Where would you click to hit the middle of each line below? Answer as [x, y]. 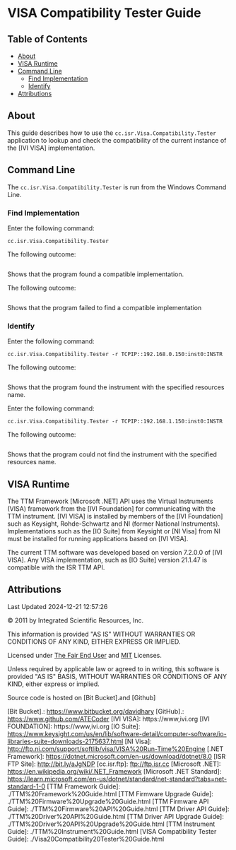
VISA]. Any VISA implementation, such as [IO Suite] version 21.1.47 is [107, 560]
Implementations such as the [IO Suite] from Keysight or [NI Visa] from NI [114, 531]
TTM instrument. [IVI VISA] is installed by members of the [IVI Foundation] [115, 517]
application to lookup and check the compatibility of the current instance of [117, 140]
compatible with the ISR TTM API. [56, 567]
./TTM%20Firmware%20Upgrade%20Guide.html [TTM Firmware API [108, 801]
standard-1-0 [26, 786]
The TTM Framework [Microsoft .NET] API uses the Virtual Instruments [110, 501]
